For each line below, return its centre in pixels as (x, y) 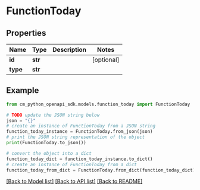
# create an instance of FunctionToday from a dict (71, 164)
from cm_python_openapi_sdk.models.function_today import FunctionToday (98, 104)
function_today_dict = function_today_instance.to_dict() (79, 159)
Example (23, 91)
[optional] (106, 60)
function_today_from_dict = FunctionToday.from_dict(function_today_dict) (101, 170)
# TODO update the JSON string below (53, 115)
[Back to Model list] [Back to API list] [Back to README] (74, 181)
